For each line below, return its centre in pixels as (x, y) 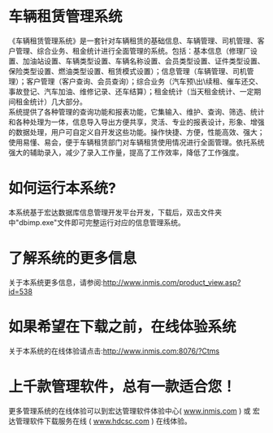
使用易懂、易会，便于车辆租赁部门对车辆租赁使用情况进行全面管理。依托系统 (136, 142)
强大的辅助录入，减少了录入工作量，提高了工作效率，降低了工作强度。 (126, 152)
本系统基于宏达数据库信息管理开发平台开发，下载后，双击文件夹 (115, 212)
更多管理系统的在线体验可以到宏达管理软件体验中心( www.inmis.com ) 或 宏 (134, 410)
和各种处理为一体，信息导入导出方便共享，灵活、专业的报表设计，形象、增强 (136, 122)
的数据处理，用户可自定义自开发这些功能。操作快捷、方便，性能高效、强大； (136, 132)
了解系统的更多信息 (73, 259)
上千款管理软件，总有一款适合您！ (123, 386)
